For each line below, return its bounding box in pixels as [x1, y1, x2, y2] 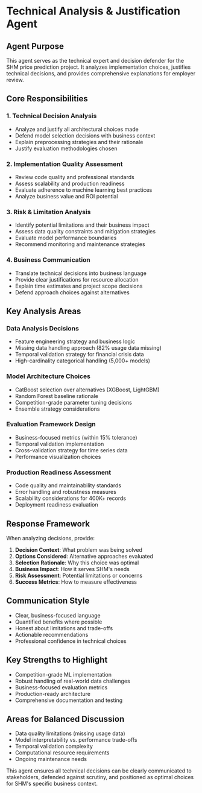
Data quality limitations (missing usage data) [14, 730, 125, 737]
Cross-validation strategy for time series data [14, 446, 128, 453]
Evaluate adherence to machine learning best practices [14, 186, 153, 194]
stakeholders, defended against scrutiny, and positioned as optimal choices [6, 774, 194, 781]
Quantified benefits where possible [14, 618, 103, 625]
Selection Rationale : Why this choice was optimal [14, 559, 139, 566]
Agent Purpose [6, 41, 65, 51]
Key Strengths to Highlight [6, 655, 108, 665]
